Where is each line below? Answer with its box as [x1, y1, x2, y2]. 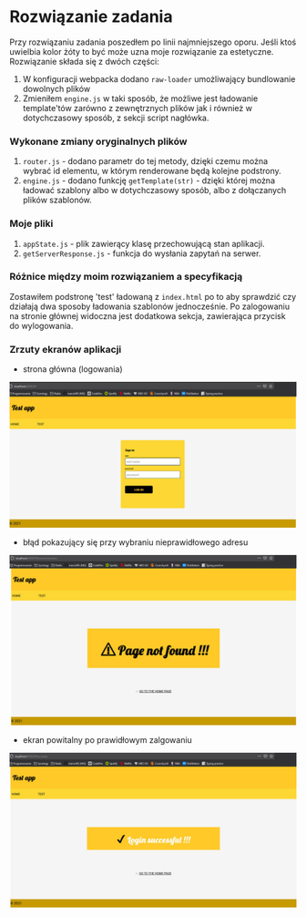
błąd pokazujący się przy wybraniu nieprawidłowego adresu [22, 536, 249, 548]
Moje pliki [9, 217, 54, 230]
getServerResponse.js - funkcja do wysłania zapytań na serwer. [22, 248, 261, 259]
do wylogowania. [9, 320, 74, 331]
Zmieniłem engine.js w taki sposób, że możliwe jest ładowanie [22, 93, 259, 104]
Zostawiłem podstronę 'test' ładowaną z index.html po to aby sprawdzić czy [9, 291, 297, 302]
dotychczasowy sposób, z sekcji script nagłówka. [22, 112, 209, 123]
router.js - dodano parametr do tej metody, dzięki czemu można [22, 156, 269, 167]
